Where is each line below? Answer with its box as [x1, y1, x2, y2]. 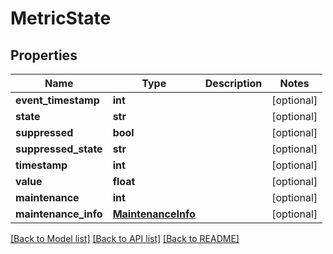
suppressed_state [15, 142, 103, 156]
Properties [10, 47, 78, 64]
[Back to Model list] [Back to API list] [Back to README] [10, 233, 240, 244]
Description [204, 77, 263, 90]
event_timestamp [15, 93, 100, 107]
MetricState [10, 7, 112, 30]
